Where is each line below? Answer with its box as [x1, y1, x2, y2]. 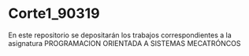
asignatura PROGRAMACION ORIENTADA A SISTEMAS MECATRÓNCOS [8, 38, 241, 47]
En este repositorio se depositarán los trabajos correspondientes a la [8, 30, 232, 40]
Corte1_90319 [8, 5, 100, 23]
